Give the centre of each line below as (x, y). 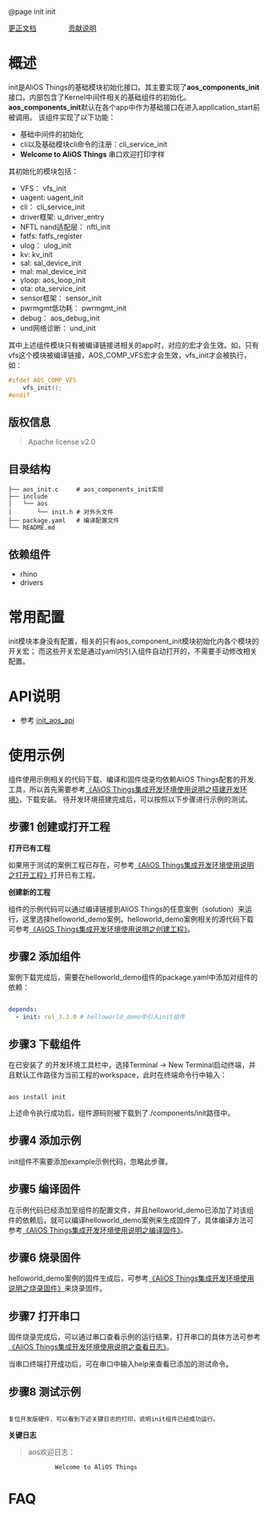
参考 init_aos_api (47, 720)
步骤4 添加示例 (45, 1141)
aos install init (37, 1097)
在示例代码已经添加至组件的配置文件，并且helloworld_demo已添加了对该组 (131, 1210)
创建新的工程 (29, 892)
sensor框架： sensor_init (60, 298)
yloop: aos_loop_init (53, 280)
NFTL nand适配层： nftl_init (65, 227)
